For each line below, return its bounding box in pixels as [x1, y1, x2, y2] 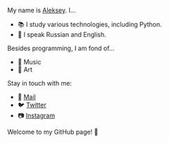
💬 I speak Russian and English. [17, 30, 107, 38]
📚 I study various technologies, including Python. [17, 21, 162, 28]
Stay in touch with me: [7, 79, 73, 87]
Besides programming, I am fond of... [7, 44, 115, 52]
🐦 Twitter [17, 101, 47, 109]
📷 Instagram [17, 111, 55, 120]
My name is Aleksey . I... [7, 6, 76, 14]
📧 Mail [17, 93, 37, 101]
